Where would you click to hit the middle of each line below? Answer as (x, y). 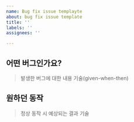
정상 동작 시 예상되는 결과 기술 (55, 113)
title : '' (18, 22)
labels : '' (19, 28)
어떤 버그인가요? (34, 63)
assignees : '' (23, 33)
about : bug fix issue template (44, 17)
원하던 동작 (25, 98)
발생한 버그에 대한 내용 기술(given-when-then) (74, 78)
